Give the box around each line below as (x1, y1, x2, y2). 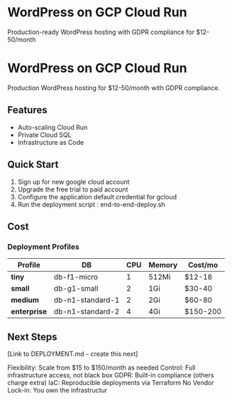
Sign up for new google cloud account (17, 177, 130, 186)
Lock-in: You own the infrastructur (7, 386, 108, 394)
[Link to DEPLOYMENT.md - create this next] (7, 350, 138, 358)
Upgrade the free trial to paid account (17, 185, 128, 194)
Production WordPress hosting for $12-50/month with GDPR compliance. (7, 83, 220, 92)
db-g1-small (53, 284, 99, 294)
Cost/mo (187, 260, 219, 270)
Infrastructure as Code (17, 138, 84, 146)
